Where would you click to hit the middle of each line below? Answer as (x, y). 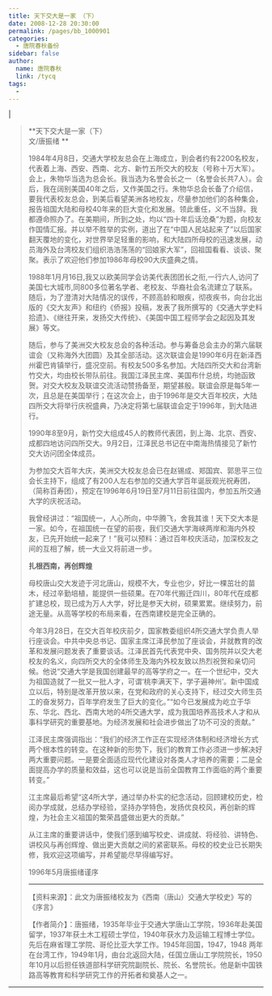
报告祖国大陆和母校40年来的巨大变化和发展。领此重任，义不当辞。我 (142, 209)
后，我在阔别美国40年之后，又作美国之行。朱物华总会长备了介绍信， (142, 189)
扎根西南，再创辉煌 (60, 566)
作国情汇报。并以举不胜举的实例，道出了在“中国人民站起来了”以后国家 (145, 230)
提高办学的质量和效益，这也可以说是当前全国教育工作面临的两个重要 (149, 770)
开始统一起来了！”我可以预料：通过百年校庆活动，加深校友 (154, 539)
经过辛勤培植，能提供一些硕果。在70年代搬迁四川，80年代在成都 (151, 594)
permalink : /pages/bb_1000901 (59, 31)
